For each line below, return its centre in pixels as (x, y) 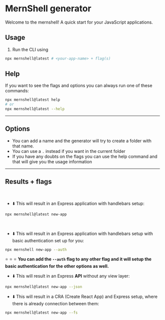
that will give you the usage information (52, 161)
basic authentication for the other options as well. (57, 266)
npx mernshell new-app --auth (36, 249)
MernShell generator (48, 9)
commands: (17, 91)
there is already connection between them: (55, 304)
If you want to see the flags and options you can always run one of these (79, 86)
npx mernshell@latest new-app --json (44, 287)
